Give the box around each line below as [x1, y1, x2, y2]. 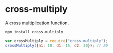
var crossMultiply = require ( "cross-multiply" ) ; [5, 38, 108, 43]
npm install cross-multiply [5, 29, 64, 34]
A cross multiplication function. [5, 20, 69, 26]
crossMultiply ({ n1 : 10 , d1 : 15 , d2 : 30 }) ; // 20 [5, 43, 108, 48]
